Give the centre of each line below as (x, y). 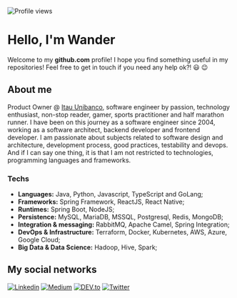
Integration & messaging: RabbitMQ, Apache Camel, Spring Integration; (123, 224)
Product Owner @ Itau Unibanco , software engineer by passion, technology (119, 106)
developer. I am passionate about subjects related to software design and (115, 137)
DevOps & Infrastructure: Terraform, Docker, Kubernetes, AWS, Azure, (122, 232)
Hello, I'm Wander (61, 40)
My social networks (52, 270)
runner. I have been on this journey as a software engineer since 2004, (111, 122)
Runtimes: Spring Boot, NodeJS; (66, 209)
